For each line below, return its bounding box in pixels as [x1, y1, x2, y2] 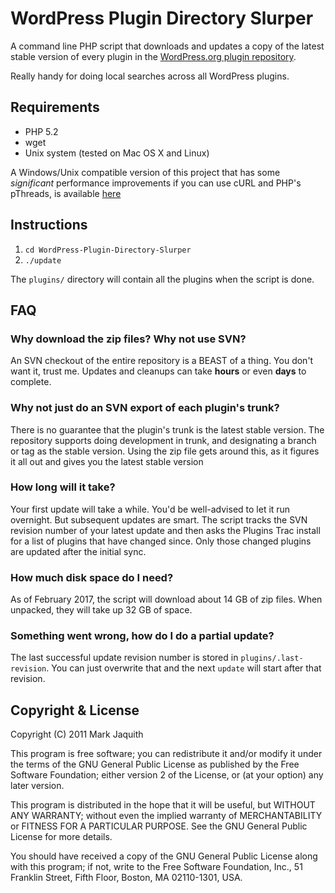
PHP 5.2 [24, 125, 59, 137]
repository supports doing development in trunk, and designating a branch [10, 434, 317, 446]
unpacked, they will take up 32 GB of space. [10, 604, 193, 616]
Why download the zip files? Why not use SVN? [10, 332, 247, 346]
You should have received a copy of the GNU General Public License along [10, 850, 318, 862]
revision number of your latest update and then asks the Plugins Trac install [10, 524, 321, 536]
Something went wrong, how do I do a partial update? [10, 629, 275, 643]
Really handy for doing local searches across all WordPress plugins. [10, 70, 290, 82]
